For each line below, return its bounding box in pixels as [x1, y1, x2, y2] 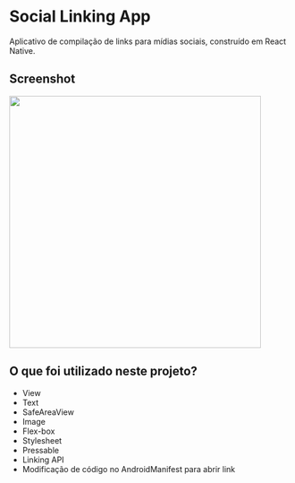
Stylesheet [21, 435, 63, 445]
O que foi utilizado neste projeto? [9, 364, 198, 379]
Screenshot [9, 72, 76, 87]
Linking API [21, 454, 64, 465]
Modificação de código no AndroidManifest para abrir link [21, 463, 235, 474]
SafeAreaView [21, 406, 74, 418]
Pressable [21, 444, 60, 455]
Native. [9, 45, 36, 56]
